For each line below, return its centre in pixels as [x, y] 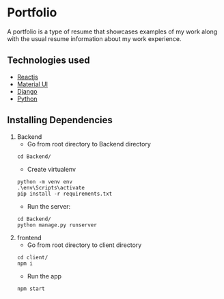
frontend [29, 237]
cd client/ [32, 257]
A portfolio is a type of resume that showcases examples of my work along [112, 31]
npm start [31, 289]
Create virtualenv [52, 169]
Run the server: [49, 206]
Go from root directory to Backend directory [89, 144]
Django [27, 91]
